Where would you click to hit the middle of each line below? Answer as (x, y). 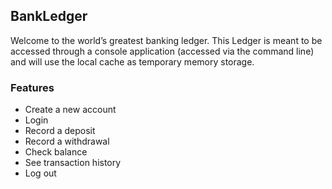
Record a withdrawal (67, 141)
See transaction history (73, 163)
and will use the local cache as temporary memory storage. (132, 61)
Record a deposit (60, 131)
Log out (40, 173)
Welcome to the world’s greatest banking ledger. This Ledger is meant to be (166, 40)
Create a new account (70, 110)
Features (32, 87)
